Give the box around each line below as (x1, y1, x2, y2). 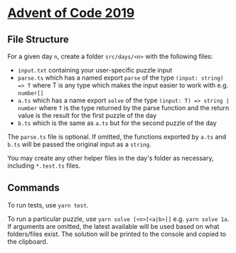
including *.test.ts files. (7, 161, 81, 170)
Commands (7, 182, 60, 194)
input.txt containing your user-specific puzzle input (17, 66, 173, 74)
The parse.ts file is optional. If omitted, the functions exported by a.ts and (7, 133, 227, 141)
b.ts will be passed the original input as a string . (7, 140, 151, 149)
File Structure (7, 33, 69, 45)
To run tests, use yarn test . (7, 200, 89, 209)
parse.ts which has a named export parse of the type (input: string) (17, 73, 224, 82)
